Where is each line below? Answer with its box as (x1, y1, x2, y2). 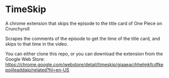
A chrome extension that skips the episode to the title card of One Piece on (5, 20, 162, 26)
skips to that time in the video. (5, 41, 69, 47)
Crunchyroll (5, 25, 30, 31)
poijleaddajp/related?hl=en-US (5, 67, 70, 73)
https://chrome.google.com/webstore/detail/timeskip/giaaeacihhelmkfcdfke (5, 61, 164, 67)
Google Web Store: (5, 56, 45, 62)
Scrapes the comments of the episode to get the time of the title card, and (5, 35, 160, 42)
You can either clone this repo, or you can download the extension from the (5, 51, 163, 57)
